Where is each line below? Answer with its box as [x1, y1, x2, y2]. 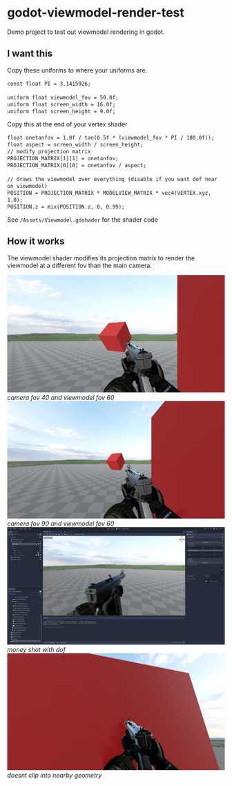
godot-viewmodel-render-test [7, 5, 185, 21]
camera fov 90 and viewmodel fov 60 [7, 519, 115, 528]
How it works [7, 236, 65, 247]
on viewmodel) [7, 182, 48, 189]
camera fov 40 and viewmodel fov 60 [7, 393, 115, 401]
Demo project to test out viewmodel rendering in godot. [7, 28, 165, 36]
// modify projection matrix [7, 148, 91, 155]
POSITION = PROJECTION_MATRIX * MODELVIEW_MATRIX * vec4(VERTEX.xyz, [7, 189, 212, 196]
